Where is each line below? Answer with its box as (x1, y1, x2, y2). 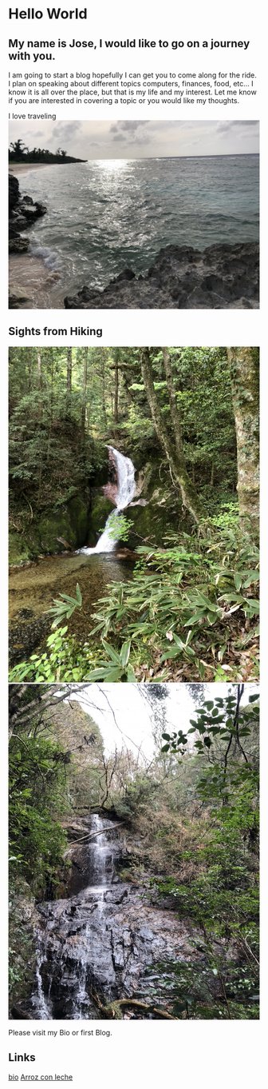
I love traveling (8, 111, 57, 121)
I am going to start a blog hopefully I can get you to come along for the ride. (8, 70, 258, 80)
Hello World (8, 5, 88, 23)
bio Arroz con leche (8, 1072, 73, 1082)
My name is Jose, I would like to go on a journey (8, 37, 250, 50)
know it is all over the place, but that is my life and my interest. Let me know (8, 87, 257, 97)
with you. (8, 49, 56, 62)
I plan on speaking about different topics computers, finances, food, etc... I (8, 79, 254, 88)
